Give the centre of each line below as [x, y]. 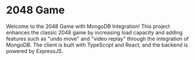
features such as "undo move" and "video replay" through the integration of [97, 38]
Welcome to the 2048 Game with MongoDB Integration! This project [88, 26]
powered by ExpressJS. [35, 51]
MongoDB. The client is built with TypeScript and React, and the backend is [97, 45]
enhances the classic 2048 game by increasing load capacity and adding [94, 32]
